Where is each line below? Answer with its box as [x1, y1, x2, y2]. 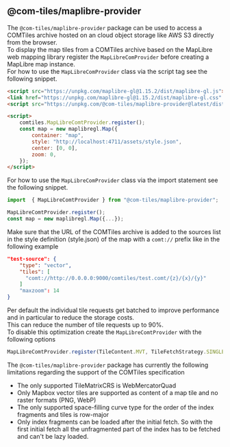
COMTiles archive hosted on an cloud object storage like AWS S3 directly [7, 31, 214, 39]
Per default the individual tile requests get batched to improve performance [7, 306, 220, 314]
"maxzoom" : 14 [19, 288, 60, 294]
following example [7, 242, 59, 251]
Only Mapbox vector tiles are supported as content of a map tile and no [16, 388, 218, 396]
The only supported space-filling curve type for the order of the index [16, 403, 214, 411]
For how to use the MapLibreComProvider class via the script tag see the [7, 67, 207, 75]
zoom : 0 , [31, 151, 57, 158]
